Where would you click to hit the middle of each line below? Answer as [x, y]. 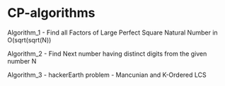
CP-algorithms [51, 13]
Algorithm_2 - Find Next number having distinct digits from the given [107, 54]
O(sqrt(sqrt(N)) [29, 39]
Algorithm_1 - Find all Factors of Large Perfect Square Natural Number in [112, 32]
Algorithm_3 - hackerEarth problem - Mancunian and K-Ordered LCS [107, 75]
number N [22, 61]
